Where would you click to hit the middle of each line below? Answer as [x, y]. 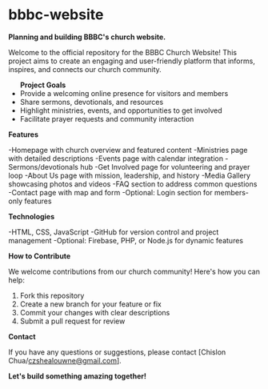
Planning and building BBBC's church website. [87, 37]
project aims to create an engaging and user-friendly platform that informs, [132, 61]
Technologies [32, 216]
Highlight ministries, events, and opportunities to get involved [121, 110]
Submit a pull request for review [72, 321]
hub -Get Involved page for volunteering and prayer [165, 166]
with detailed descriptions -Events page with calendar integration [116, 158]
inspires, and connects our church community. [85, 69]
